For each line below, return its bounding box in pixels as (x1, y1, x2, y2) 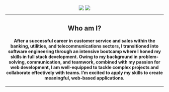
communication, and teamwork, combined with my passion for (27, 59, 161, 65)
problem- (138, 54, 159, 60)
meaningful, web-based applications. (44, 75, 125, 81)
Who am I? (67, 24, 102, 32)
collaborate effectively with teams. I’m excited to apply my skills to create (6, 69, 163, 76)
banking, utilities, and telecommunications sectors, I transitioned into (10, 43, 159, 49)
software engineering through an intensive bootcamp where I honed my (8, 48, 161, 54)
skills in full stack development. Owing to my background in (10, 54, 138, 60)
